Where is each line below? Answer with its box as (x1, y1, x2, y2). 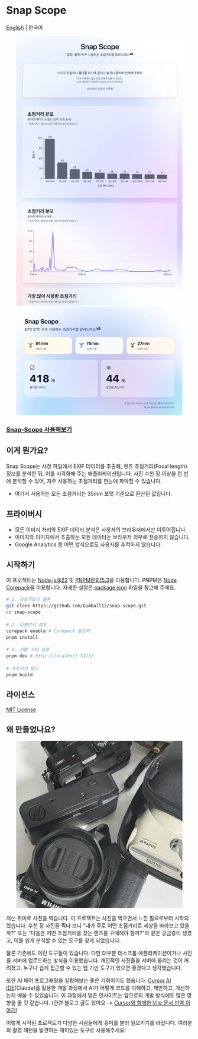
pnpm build (6, 671, 33, 677)
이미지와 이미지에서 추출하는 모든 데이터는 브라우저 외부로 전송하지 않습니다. (14, 533, 190, 540)
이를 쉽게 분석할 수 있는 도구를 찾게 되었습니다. (14, 937, 121, 944)
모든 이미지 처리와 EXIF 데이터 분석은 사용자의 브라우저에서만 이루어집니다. (14, 526, 187, 533)
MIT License (6, 706, 37, 713)
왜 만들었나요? (6, 725, 56, 735)
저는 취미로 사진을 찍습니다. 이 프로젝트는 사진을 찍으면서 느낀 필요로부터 (6, 915, 173, 922)
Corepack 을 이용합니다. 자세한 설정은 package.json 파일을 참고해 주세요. (6, 584, 176, 591)
